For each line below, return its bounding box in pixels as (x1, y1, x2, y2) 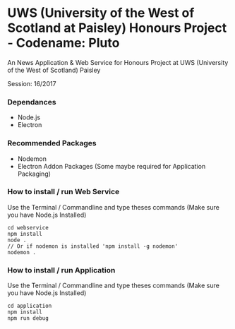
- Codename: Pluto (7, 35, 120, 51)
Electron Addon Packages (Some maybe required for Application (17, 162, 206, 170)
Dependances (7, 97, 56, 107)
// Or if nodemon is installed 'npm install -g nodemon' (7, 242, 179, 250)
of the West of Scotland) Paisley (7, 66, 101, 74)
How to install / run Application (7, 265, 116, 275)
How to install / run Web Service (7, 187, 120, 197)
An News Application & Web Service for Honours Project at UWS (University (7, 58, 229, 66)
